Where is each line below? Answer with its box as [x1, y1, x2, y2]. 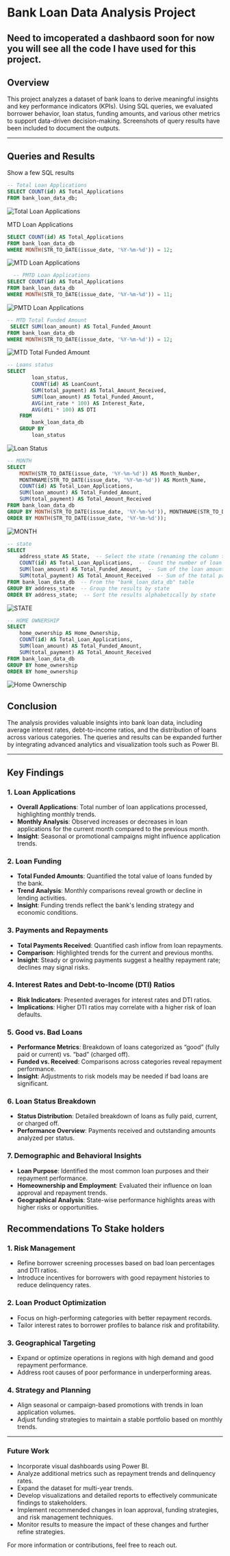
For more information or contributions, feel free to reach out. [7, 1541, 177, 1549]
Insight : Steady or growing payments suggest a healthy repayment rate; [16, 955, 221, 964]
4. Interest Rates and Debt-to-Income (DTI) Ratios [7, 980, 175, 990]
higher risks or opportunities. [16, 1203, 99, 1211]
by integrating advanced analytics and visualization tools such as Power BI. [7, 741, 219, 749]
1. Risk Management [7, 1243, 75, 1253]
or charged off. [16, 1119, 60, 1127]
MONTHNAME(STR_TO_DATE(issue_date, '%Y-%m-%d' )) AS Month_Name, [19, 477, 207, 483]
